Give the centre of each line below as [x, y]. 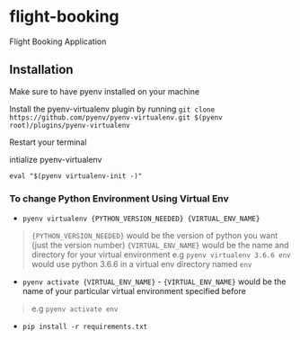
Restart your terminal [48, 142]
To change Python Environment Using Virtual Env [119, 198]
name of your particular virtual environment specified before [134, 291]
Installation [41, 70]
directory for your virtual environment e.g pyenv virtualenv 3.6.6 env [161, 255]
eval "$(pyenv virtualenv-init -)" [76, 176]
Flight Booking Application [58, 41]
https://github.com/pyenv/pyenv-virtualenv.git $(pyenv [116, 117]
